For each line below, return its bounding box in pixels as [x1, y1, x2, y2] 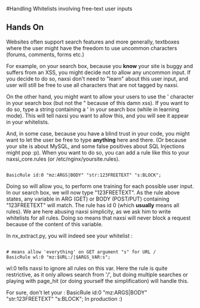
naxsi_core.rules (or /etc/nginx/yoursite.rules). [6, 155, 121, 162]
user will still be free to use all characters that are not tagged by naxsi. [6, 81, 179, 88]
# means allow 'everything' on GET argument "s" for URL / [6, 249, 156, 255]
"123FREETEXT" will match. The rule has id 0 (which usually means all [6, 201, 180, 208]
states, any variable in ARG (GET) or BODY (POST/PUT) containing [6, 195, 170, 202]
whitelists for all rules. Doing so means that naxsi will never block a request [6, 214, 191, 221]
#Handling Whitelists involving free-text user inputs [6, 5, 133, 12]
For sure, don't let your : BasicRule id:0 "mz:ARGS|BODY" [6, 289, 147, 296]
